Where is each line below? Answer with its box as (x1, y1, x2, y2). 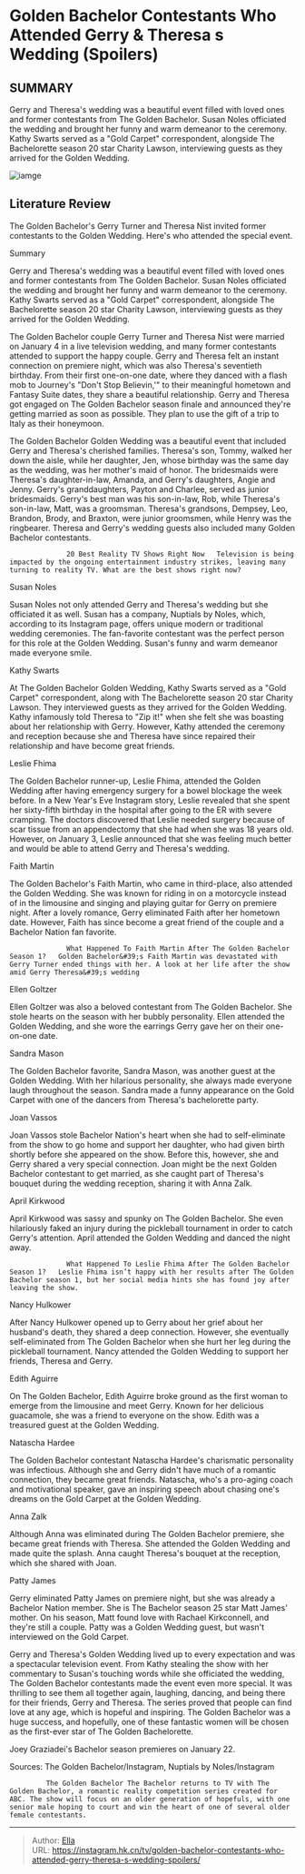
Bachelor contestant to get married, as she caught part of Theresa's (9, 1168, 264, 1179)
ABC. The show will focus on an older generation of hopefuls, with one (9, 1794, 290, 1803)
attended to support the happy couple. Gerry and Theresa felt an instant (9, 350, 280, 361)
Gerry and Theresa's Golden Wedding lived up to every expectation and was (9, 1649, 296, 1660)
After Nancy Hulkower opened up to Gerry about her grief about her (9, 1317, 263, 1327)
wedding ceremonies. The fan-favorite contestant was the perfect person (9, 627, 285, 638)
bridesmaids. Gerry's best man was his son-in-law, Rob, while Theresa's (9, 493, 280, 504)
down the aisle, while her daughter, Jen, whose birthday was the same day (9, 455, 289, 466)
